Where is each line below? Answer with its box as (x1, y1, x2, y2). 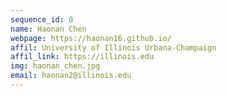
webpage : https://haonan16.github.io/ (10, 33, 172, 43)
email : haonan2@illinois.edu (10, 71, 132, 81)
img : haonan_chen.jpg (10, 61, 101, 71)
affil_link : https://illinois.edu (10, 52, 155, 62)
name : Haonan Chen (10, 24, 87, 34)
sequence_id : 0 (10, 14, 74, 25)
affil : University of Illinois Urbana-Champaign (10, 42, 217, 53)
